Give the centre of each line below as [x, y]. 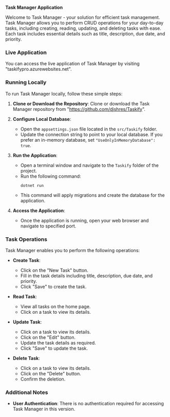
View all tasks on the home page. [55, 306]
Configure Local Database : [42, 119]
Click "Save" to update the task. [54, 348]
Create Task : [27, 260]
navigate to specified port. [48, 226]
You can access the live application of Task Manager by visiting [72, 64]
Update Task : [27, 322]
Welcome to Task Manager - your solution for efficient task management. [83, 17]
